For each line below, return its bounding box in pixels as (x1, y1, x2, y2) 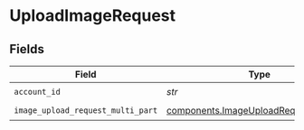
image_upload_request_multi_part (14, 105, 158, 116)
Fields (9, 42, 45, 57)
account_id (14, 87, 61, 97)
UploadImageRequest (9, 5, 176, 26)
